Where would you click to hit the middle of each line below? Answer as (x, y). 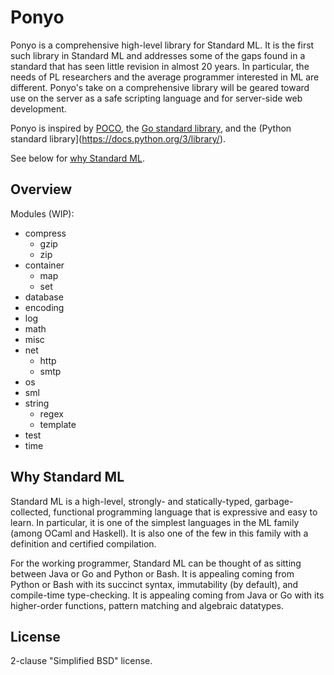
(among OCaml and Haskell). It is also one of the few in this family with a (159, 533)
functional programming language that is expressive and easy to (185, 512)
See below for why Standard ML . (77, 158)
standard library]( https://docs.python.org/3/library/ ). (118, 138)
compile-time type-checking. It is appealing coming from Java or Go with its (167, 595)
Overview (41, 189)
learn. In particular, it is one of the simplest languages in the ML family (155, 522)
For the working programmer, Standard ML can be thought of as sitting (156, 563)
